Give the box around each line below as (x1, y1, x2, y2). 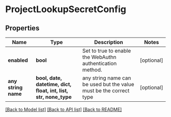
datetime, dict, (35, 81, 72, 88)
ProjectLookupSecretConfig (5, 4, 126, 15)
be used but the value (82, 81, 134, 88)
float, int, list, (35, 87, 68, 94)
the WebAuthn (82, 54, 117, 60)
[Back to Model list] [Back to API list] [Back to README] (5, 106, 122, 112)
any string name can (82, 74, 131, 82)
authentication (82, 60, 117, 67)
